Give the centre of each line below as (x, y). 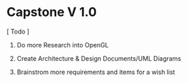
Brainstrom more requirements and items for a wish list (96, 72)
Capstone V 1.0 (52, 12)
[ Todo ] (18, 31)
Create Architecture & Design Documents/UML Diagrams (99, 58)
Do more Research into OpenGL (63, 45)
